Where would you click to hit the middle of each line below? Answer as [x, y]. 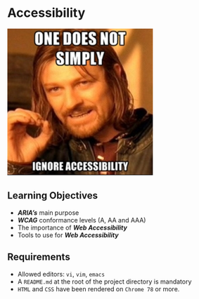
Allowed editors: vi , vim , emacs [61, 274]
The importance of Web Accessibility [72, 227]
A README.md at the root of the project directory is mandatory [104, 281]
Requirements [39, 257]
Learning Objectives [53, 195]
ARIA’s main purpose [48, 213]
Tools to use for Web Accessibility [68, 235]
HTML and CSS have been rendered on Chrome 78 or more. [98, 288]
